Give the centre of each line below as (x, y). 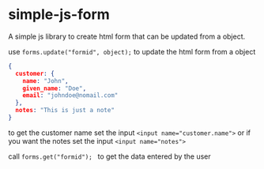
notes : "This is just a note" (65, 111)
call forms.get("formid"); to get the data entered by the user (109, 156)
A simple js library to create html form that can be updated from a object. (127, 36)
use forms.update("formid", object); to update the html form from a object (132, 51)
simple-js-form (59, 15)
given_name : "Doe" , (55, 88)
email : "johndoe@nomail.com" (70, 96)
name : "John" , (45, 81)
